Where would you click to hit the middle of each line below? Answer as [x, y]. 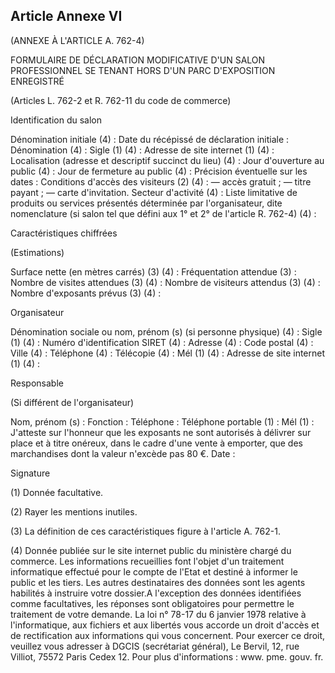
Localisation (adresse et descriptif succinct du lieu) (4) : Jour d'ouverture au [167, 160]
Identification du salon [56, 120]
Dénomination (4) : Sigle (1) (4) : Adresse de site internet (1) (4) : [142, 150]
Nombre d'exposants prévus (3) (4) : [86, 293]
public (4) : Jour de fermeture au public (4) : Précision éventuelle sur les [159, 171]
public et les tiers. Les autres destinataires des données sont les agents [158, 582]
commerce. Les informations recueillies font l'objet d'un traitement [147, 561]
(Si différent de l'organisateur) [72, 402]
